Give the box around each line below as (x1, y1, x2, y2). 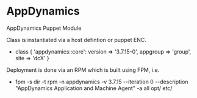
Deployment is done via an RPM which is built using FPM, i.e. (6, 66, 160, 74)
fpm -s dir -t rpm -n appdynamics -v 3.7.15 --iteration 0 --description (15, 78, 188, 85)
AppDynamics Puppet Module (6, 24, 82, 32)
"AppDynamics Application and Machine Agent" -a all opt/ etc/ (15, 84, 173, 92)
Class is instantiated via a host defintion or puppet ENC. (6, 36, 146, 43)
